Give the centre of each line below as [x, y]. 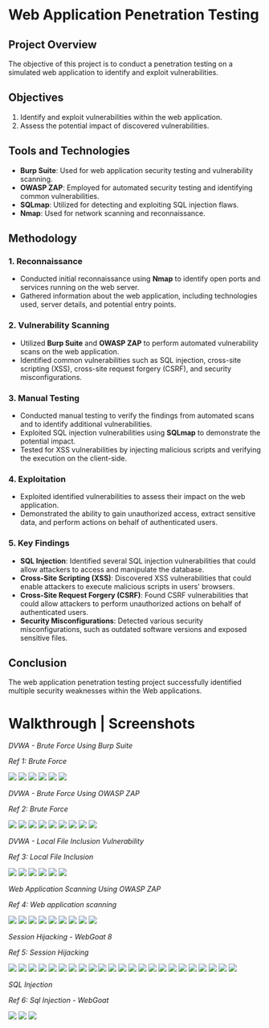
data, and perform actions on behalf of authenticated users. [119, 522]
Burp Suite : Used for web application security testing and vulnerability [137, 170]
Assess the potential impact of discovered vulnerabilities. [114, 126]
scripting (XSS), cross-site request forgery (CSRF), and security [125, 369]
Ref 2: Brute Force [38, 809]
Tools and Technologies [69, 151]
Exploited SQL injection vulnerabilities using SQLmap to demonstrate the [140, 432]
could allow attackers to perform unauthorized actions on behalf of [130, 603]
